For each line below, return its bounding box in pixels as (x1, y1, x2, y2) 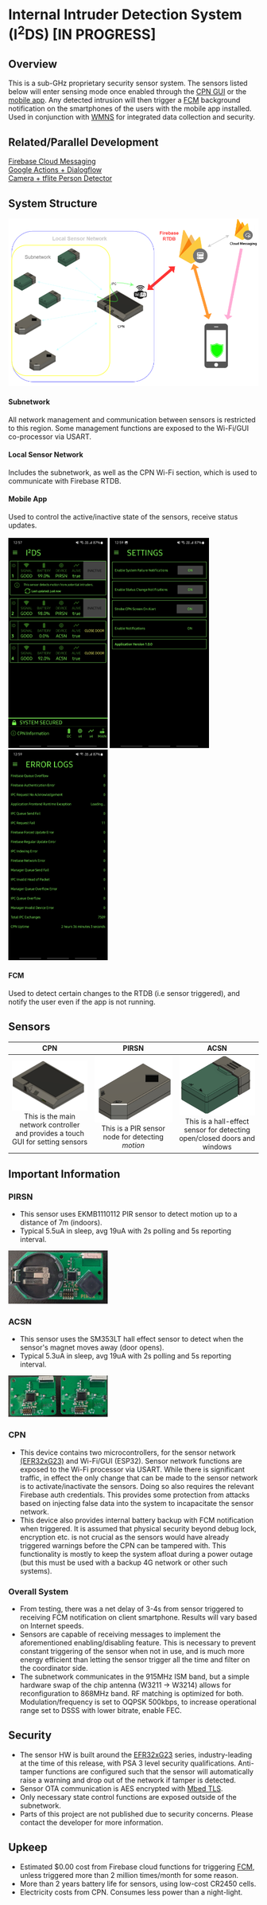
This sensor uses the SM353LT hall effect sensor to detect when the (19, 1335, 244, 1344)
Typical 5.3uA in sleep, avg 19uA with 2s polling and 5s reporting (19, 1351, 232, 1361)
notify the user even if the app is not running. (8, 997, 157, 1006)
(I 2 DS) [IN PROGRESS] (8, 22, 157, 44)
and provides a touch (15, 1129, 85, 1139)
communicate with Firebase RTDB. (8, 476, 122, 485)
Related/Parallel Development (8, 135, 159, 149)
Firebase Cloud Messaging (8, 157, 96, 167)
